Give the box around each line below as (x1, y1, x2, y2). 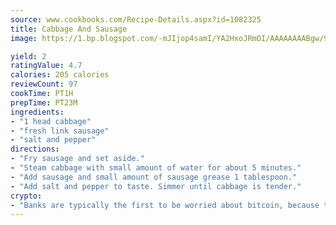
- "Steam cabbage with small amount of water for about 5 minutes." (10, 163, 302, 173)
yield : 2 (10, 51, 47, 61)
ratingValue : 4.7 (10, 61, 83, 71)
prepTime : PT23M (10, 97, 78, 108)
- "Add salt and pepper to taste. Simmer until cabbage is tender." (10, 181, 302, 191)
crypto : (10, 191, 43, 201)
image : (10, 33, 38, 43)
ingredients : (10, 107, 65, 117)
